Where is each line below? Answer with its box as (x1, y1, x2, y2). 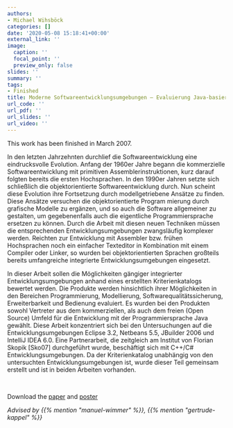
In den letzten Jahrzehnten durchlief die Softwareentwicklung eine (7, 152, 198, 160)
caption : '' (13, 49, 49, 56)
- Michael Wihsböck (7, 17, 64, 24)
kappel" (7, 413, 30, 421)
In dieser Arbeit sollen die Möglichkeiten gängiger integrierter (7, 269, 182, 278)
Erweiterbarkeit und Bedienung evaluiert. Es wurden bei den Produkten (7, 299, 210, 307)
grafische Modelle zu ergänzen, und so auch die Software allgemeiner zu (7, 204, 216, 213)
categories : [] (7, 23, 51, 30)
